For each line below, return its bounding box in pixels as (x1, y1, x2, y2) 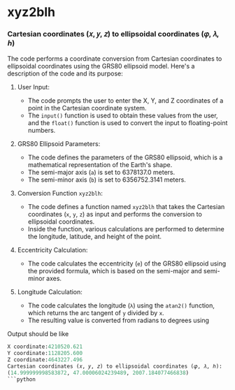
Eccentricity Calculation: (17, 246, 88, 254)
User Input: (17, 83, 50, 92)
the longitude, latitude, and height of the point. (27, 232, 162, 241)
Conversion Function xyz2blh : (17, 189, 103, 198)
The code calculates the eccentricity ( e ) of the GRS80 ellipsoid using (27, 259, 227, 268)
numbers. (27, 127, 56, 135)
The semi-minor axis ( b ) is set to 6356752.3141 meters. (27, 175, 187, 184)
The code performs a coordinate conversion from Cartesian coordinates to (7, 55, 222, 63)
